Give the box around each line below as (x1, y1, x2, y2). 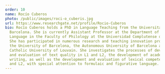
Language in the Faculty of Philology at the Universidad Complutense (9, 35, 157, 39)
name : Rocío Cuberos (5, 12, 48, 17)
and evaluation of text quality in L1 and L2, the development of (9, 52, 148, 57)
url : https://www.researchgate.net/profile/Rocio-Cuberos (5, 20, 126, 26)
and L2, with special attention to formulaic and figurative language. (9, 61, 160, 66)
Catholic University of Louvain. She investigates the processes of (9, 48, 153, 53)
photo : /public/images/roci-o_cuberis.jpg (5, 16, 93, 21)
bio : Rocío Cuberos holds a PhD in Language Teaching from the (5, 25, 137, 30)
